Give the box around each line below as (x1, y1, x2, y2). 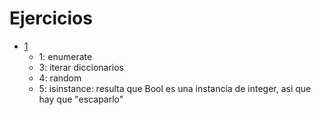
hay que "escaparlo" (38, 93, 124, 105)
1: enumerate (38, 50, 93, 62)
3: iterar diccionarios (38, 61, 125, 73)
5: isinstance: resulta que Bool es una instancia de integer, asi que (38, 82, 312, 94)
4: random (38, 72, 82, 84)
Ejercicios (9, 7, 93, 30)
